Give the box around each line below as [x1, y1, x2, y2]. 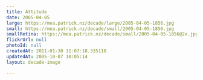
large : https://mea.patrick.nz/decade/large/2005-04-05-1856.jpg [6, 20, 174, 26]
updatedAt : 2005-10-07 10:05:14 [6, 54, 88, 60]
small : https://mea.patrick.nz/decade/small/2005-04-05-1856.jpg [6, 25, 174, 32]
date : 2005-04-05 [6, 14, 50, 20]
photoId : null [6, 43, 42, 49]
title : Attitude [6, 8, 47, 15]
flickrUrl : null [6, 37, 47, 43]
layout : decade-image [6, 59, 61, 65]
